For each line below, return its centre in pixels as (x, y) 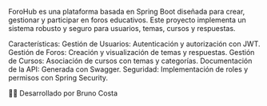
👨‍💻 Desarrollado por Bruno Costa (63, 93)
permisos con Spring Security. (58, 78)
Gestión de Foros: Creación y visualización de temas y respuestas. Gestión (132, 52)
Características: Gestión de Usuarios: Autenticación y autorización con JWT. (135, 44)
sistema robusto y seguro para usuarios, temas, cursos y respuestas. (122, 28)
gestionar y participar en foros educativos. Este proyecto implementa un (127, 20)
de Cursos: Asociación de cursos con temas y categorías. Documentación (130, 61)
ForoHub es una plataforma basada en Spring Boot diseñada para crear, (127, 12)
